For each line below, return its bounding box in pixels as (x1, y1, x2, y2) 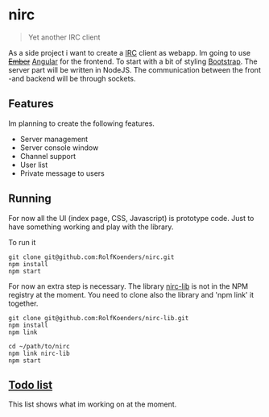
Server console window (19, 143, 99, 152)
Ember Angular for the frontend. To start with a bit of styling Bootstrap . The (8, 56, 258, 66)
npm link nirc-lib (8, 349, 70, 357)
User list (19, 160, 48, 169)
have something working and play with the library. (8, 222, 174, 231)
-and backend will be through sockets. (8, 73, 136, 83)
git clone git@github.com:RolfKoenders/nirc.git (8, 252, 175, 261)
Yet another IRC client (27, 32, 101, 42)
